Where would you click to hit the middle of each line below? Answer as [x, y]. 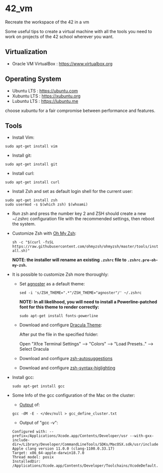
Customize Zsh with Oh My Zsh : [44, 233]
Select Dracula [34, 349]
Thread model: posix [33, 457]
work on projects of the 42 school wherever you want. [59, 37]
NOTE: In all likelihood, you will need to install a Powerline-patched [88, 302]
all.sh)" [21, 251]
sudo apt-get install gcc [38, 386]
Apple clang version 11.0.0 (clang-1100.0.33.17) [63, 449]
